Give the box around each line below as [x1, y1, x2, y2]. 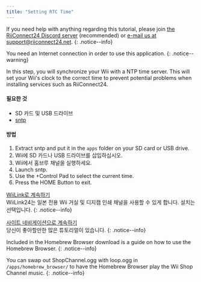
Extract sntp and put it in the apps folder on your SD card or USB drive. [14, 145, 190, 152]
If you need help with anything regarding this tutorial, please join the [6, 25, 175, 32]
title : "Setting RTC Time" [6, 8, 74, 15]
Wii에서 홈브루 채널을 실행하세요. [14, 159, 92, 167]
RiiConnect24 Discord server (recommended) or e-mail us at [6, 31, 156, 39]
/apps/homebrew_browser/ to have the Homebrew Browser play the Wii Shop [6, 263, 193, 271]
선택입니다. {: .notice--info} [6, 206, 72, 213]
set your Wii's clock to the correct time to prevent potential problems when [6, 74, 192, 81]
